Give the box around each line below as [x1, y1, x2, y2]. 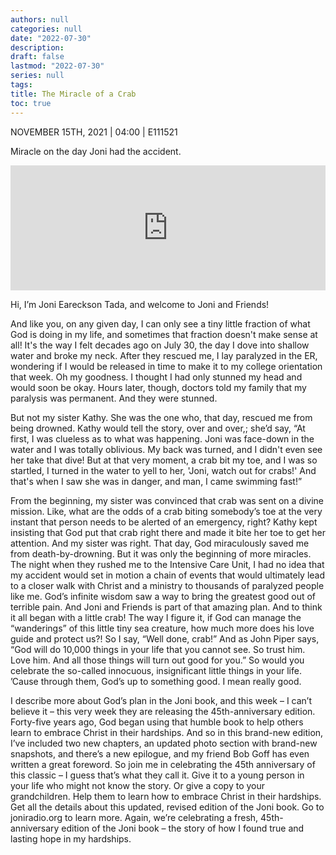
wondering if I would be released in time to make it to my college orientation [10, 360, 323, 372]
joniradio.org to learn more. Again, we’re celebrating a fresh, [10, 811, 259, 823]
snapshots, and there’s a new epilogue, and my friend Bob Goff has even [10, 747, 310, 760]
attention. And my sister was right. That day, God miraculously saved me [10, 537, 310, 549]
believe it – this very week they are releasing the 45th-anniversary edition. [10, 705, 316, 717]
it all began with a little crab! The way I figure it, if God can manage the [10, 611, 302, 623]
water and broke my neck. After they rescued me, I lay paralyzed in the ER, [10, 349, 318, 361]
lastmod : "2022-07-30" [10, 61, 105, 71]
